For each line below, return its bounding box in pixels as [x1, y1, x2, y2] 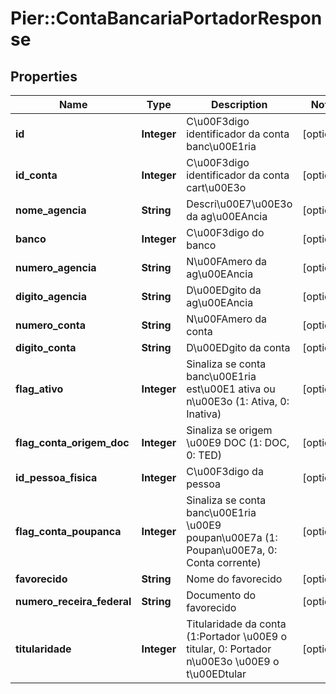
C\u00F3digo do [186, 226, 265, 239]
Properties [10, 68, 78, 85]
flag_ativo [15, 382, 64, 396]
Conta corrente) [186, 556, 262, 569]
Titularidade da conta [186, 617, 287, 631]
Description [211, 98, 268, 111]
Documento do [186, 588, 257, 602]
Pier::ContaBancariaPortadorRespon [10, 7, 323, 30]
